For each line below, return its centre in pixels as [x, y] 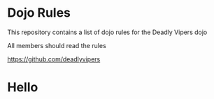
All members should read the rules [57, 45]
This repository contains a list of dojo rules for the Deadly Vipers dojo [107, 32]
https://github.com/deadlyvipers [54, 59]
